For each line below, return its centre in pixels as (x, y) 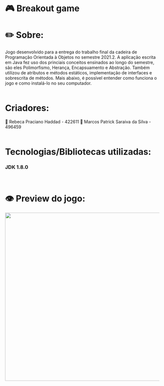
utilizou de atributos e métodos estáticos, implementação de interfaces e (79, 73)
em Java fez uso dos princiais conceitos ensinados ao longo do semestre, (80, 63)
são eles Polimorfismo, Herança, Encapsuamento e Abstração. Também (78, 68)
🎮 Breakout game (42, 9)
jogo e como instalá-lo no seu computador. (48, 83)
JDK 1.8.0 (17, 167)
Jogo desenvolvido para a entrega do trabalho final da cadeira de (71, 52)
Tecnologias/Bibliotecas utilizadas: (78, 152)
